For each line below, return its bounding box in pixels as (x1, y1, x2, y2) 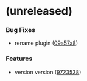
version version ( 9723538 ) (14, 68, 82, 76)
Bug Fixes (5, 26, 36, 34)
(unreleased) (5, 4, 72, 18)
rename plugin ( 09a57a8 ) (14, 39, 78, 47)
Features (5, 54, 33, 63)
